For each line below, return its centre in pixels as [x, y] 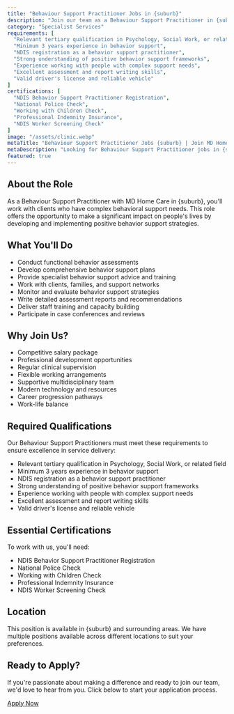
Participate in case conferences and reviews [81, 313]
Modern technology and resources [67, 389]
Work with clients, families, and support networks [88, 284]
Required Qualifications [60, 426]
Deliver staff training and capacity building [78, 306]
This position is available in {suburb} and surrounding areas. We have [107, 628]
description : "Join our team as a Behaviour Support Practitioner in [110, 20]
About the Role [40, 184]
